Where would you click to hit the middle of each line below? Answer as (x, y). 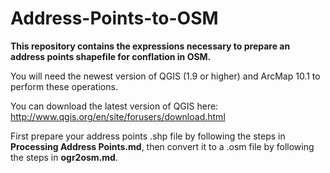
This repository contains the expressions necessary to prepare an (150, 46)
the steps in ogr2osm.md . (64, 157)
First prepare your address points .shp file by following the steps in (148, 136)
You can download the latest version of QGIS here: (114, 106)
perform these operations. (64, 86)
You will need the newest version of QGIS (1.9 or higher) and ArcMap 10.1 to (165, 76)
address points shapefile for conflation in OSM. (111, 56)
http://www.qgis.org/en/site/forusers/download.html (118, 116)
